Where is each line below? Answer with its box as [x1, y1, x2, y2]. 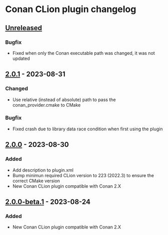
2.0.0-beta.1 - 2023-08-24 [5, 197, 91, 206]
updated [12, 55, 30, 61]
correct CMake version [12, 178, 60, 184]
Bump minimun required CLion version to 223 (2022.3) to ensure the [12, 172, 154, 178]
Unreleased [5, 24, 43, 32]
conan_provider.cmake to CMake [12, 102, 81, 108]
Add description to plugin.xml [12, 167, 74, 173]
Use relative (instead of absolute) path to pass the [12, 97, 116, 103]
